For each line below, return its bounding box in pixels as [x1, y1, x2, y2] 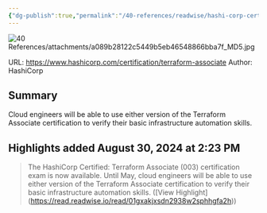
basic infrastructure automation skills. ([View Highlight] [27, 188, 208, 197]
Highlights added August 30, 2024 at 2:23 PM [8, 141, 241, 155]
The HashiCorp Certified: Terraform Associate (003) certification [27, 162, 240, 172]
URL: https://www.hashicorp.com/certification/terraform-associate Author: [8, 57, 253, 67]
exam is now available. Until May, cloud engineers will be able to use [27, 171, 253, 180]
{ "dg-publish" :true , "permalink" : [8, 11, 119, 20]
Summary [8, 89, 58, 103]
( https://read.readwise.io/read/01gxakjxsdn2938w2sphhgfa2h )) [27, 196, 237, 206]
